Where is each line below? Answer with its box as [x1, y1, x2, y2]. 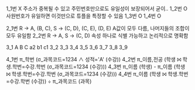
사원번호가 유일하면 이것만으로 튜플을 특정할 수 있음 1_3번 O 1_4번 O [6, 12, 162, 19]
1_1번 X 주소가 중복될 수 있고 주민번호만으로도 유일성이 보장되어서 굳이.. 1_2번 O [6, 5, 187, 12]
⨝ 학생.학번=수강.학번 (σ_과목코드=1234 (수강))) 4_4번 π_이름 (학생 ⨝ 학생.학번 [6, 71, 189, 77]
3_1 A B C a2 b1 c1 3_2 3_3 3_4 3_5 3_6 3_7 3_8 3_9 [6, 44, 128, 51]
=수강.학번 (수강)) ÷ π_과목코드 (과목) [6, 78, 92, 85]
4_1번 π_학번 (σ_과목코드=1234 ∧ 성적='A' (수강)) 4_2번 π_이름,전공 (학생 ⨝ [6, 56, 182, 63]
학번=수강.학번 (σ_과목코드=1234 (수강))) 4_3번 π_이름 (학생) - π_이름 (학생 [12, 63, 186, 70]
